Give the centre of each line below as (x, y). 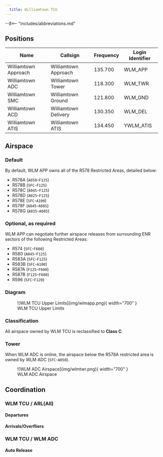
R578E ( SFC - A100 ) (29, 201)
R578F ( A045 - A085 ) (30, 206)
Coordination (25, 390)
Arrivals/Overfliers (24, 426)
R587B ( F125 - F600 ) (31, 274)
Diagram (15, 292)
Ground (59, 101)
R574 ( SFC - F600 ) (28, 249)
